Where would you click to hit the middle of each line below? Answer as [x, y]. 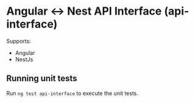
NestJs [24, 59]
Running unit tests [42, 78]
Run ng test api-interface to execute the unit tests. [72, 93]
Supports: [19, 41]
